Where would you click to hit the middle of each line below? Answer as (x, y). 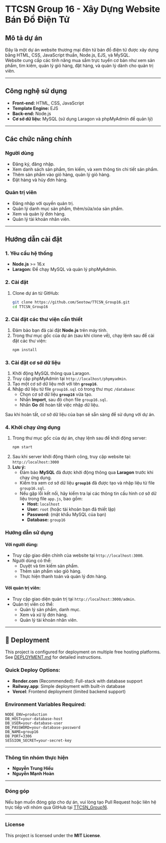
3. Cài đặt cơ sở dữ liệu (33, 363)
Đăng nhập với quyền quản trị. (43, 203)
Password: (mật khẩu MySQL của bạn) (67, 515)
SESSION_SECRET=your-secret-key (38, 740)
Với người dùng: (22, 544)
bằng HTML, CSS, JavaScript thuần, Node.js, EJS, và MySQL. (68, 55)
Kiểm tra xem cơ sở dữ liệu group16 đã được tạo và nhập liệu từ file (87, 483)
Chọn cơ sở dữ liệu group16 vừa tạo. (56, 394)
